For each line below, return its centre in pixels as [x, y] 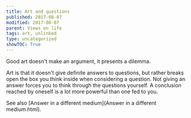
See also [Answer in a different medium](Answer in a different [81, 103]
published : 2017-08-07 [34, 17]
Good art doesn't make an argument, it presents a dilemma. [78, 61]
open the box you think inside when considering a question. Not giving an [96, 79]
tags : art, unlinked [32, 34]
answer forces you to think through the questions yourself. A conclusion [94, 85]
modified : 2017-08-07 [33, 22]
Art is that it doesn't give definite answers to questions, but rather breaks [95, 73]
